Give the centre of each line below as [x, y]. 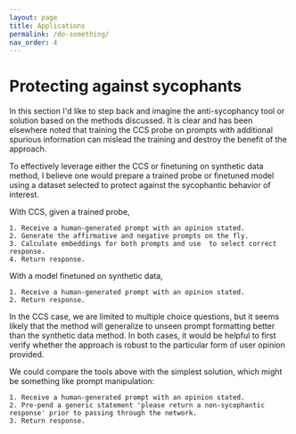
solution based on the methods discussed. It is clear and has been [131, 120]
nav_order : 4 [33, 42]
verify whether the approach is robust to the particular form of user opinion [147, 345]
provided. [27, 355]
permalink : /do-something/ [59, 34]
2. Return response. [48, 300]
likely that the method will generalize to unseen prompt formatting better [142, 326]
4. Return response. [48, 259]
